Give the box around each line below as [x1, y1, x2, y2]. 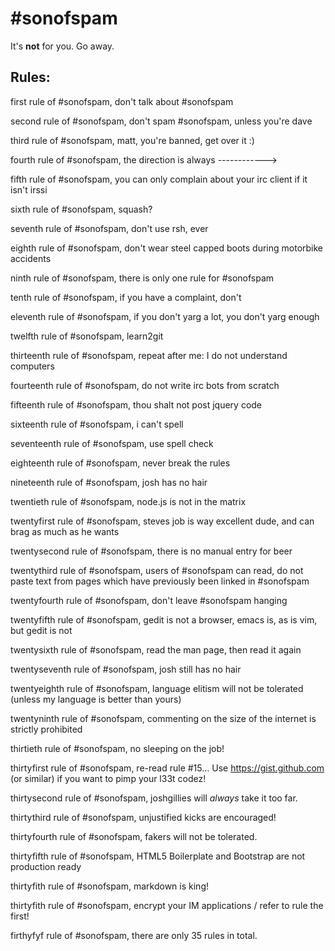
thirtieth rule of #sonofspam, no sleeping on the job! [10, 742, 225, 754]
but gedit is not [10, 624, 73, 636]
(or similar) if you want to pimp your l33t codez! [10, 772, 207, 784]
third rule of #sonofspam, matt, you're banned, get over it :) [10, 134, 255, 146]
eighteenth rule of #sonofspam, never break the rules [10, 457, 231, 469]
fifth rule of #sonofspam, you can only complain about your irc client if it [10, 173, 308, 185]
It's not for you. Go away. [10, 40, 115, 52]
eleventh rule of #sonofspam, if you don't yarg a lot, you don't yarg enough [10, 310, 320, 322]
